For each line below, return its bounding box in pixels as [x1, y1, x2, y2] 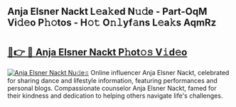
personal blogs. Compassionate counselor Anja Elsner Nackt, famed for [7, 84, 217, 92]
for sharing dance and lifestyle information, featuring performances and [7, 77, 218, 84]
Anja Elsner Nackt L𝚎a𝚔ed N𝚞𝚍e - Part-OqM [7, 6, 208, 18]
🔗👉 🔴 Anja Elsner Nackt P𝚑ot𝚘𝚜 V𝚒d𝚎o [7, 46, 188, 58]
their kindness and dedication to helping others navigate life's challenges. [7, 91, 223, 100]
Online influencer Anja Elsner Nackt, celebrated [90, 69, 230, 77]
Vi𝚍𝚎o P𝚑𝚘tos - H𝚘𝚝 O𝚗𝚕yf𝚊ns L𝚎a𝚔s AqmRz [7, 17, 217, 29]
